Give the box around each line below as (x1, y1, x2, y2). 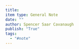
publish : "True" (5, 27, 40, 32)
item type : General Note (5, 12, 58, 17)
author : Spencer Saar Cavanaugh (5, 21, 74, 27)
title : (5, 7, 19, 13)
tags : (5, 31, 17, 36)
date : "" (5, 17, 24, 22)
